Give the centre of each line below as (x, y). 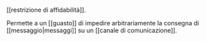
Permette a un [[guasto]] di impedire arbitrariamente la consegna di (103, 23)
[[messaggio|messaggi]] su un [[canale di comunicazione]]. (92, 30)
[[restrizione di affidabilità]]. (46, 10)
